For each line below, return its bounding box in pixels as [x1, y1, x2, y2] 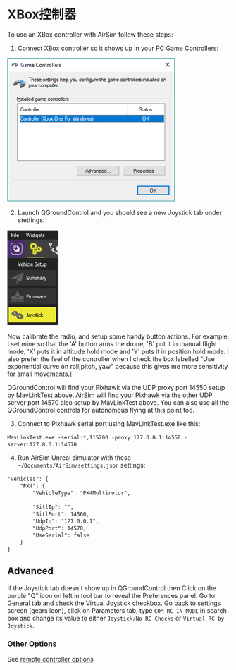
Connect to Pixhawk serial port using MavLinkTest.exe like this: [17, 419, 201, 427]
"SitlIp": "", [32, 504, 74, 511]
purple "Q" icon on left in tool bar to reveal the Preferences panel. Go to [7, 591, 216, 599]
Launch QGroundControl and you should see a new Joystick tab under [17, 208, 222, 217]
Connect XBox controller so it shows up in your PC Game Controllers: [17, 44, 219, 52]
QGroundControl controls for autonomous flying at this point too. [7, 406, 195, 414]
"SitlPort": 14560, [32, 511, 90, 518]
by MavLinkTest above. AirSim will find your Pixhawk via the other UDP [7, 391, 213, 399]
